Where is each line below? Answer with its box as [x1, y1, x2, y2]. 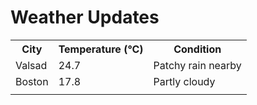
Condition [173, 42, 222, 56]
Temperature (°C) [58, 42, 144, 56]
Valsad [15, 58, 48, 72]
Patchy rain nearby [153, 58, 242, 72]
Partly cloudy [153, 74, 216, 88]
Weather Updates [10, 6, 160, 29]
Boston [15, 74, 49, 88]
